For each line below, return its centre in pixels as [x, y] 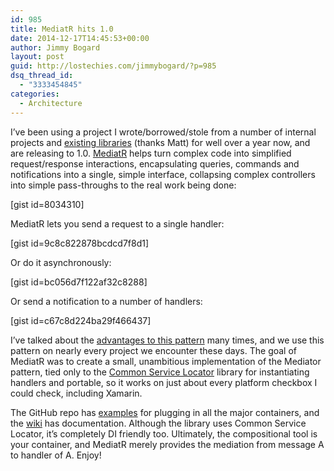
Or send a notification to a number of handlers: [106, 301]
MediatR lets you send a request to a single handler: [117, 223]
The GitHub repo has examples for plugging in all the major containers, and [165, 412]
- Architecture [51, 103]
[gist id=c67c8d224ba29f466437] [81, 320]
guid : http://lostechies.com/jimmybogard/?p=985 [113, 66]
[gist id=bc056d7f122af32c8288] [79, 282]
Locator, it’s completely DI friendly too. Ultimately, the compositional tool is [164, 433]
